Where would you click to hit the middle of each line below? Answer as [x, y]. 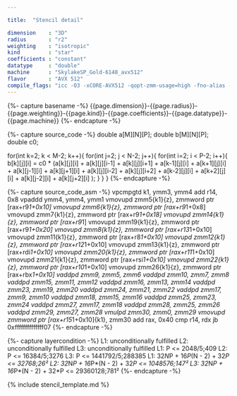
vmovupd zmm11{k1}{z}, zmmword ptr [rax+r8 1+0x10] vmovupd [100, 237]
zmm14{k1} [208, 214]
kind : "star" [41, 53]
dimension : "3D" [38, 33]
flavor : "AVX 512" [45, 78]
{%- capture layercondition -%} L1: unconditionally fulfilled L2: [98, 341]
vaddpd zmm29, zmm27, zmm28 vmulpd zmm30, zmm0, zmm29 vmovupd [116, 312]
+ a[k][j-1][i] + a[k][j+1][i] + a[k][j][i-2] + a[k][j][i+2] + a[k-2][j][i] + [103, 170]
